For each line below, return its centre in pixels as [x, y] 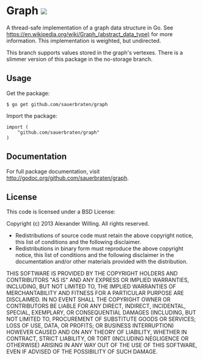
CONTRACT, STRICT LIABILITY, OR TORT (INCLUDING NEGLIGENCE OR [98, 339]
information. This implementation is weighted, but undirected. [84, 40]
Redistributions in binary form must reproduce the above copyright [99, 248]
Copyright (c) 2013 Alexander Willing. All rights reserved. [78, 224]
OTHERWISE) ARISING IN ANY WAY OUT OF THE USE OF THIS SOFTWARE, [102, 345]
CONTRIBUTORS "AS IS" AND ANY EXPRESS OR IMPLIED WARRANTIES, [98, 280]
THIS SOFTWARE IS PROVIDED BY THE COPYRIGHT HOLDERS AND [92, 274]
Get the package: [28, 93]
